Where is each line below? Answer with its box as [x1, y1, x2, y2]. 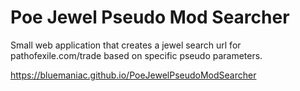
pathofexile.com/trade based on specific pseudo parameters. [10, 49, 263, 61]
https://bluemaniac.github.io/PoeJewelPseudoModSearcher [10, 69, 257, 81]
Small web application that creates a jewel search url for [10, 39, 242, 51]
